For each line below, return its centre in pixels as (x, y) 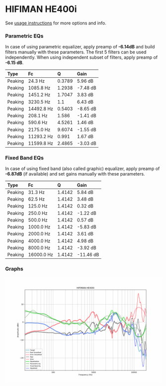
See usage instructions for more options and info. (56, 23)
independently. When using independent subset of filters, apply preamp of (82, 57)
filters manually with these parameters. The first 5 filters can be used (76, 52)
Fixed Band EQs (24, 158)
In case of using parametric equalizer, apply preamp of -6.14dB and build (80, 47)
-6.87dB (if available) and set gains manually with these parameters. (75, 174)
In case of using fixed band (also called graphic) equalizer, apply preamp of (83, 169)
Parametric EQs (24, 36)
